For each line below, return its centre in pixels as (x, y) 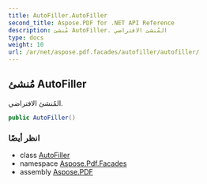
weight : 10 (26, 45)
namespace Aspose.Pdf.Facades (73, 163)
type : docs (26, 38)
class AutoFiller (45, 155)
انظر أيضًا (24, 137)
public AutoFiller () (42, 118)
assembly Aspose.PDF (56, 171)
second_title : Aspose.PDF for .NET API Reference (92, 23)
